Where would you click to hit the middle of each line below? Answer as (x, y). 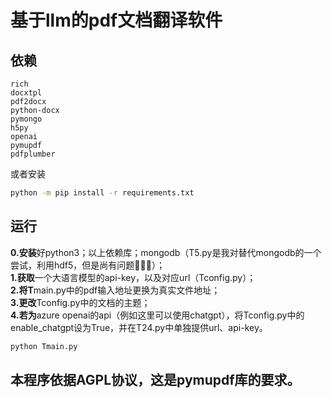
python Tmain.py (44, 346)
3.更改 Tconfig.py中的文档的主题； (80, 302)
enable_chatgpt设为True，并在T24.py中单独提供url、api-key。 (139, 327)
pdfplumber (33, 154)
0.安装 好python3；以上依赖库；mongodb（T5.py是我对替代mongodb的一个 (166, 252)
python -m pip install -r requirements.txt (102, 193)
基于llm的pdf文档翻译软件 (116, 20)
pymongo (26, 119)
